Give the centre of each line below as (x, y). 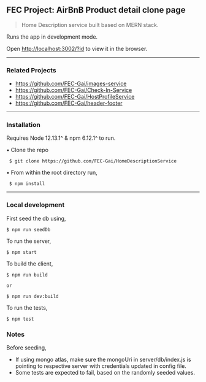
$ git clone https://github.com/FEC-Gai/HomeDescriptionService (93, 161)
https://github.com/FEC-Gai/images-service (71, 84)
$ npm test (20, 319)
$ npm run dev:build (33, 296)
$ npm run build (27, 275)
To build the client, (30, 264)
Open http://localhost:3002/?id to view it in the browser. (77, 48)
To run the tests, (27, 308)
